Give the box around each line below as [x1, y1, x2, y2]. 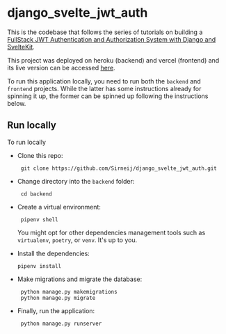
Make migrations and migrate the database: [17, 275, 143, 283]
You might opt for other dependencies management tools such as [17, 228, 206, 237]
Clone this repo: [17, 151, 63, 159]
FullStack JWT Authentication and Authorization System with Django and [7, 35, 216, 43]
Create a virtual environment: [17, 202, 101, 211]
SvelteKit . [7, 42, 35, 51]
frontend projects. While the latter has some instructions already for [7, 84, 202, 93]
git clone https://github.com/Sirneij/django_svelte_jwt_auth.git [20, 165, 217, 172]
